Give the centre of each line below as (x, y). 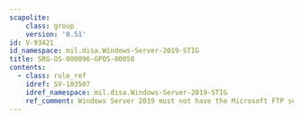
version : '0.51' (56, 34)
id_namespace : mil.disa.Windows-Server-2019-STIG (105, 51)
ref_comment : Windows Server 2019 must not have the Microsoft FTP (155, 101)
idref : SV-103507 (58, 84)
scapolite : (30, 17)
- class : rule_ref (52, 76)
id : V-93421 (32, 42)
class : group (50, 26)
